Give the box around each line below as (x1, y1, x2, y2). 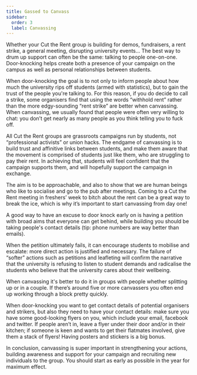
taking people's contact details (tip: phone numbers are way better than (6, 224, 179, 231)
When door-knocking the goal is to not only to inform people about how (6, 78, 179, 85)
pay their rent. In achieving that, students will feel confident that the (6, 158, 169, 165)
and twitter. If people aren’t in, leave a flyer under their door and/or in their (6, 321, 186, 328)
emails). (6, 230, 25, 237)
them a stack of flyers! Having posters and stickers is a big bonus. (6, 333, 166, 340)
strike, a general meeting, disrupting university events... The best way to (6, 48, 181, 55)
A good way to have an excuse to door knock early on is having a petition (6, 212, 184, 219)
